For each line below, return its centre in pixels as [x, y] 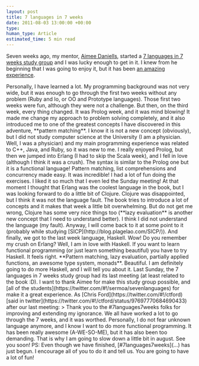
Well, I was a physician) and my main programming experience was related [97, 143]
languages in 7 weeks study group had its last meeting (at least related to [95, 276]
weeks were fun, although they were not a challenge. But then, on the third [97, 105]
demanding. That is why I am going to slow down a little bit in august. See [96, 338]
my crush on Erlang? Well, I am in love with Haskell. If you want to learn [93, 244]
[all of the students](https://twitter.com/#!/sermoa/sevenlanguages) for [93, 288]
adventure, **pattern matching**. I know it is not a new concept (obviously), [99, 131]
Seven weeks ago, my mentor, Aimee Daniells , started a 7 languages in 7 [95, 56]
